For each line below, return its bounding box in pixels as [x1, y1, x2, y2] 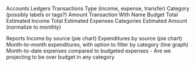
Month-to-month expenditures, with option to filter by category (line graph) [6, 41, 189, 48]
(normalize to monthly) [6, 23, 61, 30]
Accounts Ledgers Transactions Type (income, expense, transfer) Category [6, 5, 190, 12]
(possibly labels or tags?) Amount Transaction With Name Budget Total [6, 11, 179, 18]
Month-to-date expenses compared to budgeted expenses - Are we [6, 47, 171, 54]
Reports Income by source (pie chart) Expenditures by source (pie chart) [6, 35, 183, 41]
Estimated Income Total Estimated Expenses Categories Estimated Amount [6, 18, 187, 24]
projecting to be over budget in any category [6, 54, 115, 60]
